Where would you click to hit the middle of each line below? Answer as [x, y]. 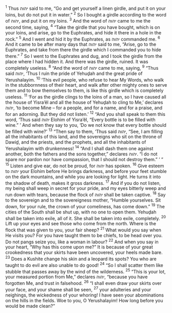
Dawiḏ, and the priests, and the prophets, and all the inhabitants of [76, 142]
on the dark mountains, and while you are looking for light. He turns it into [83, 177]
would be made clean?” [30, 306]
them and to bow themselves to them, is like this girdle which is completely [84, 91]
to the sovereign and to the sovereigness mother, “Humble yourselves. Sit [83, 200]
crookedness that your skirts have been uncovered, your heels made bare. [84, 252]
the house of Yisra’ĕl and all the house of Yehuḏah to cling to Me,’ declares [84, 102]
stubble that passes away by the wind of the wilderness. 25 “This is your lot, [85, 271]
